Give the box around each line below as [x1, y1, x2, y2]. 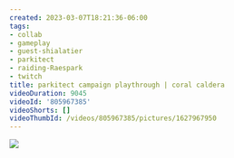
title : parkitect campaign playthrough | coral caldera [9, 80, 225, 89]
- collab [9, 30, 43, 39]
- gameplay [9, 38, 51, 48]
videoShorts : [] [9, 106, 71, 115]
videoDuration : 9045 [9, 88, 88, 98]
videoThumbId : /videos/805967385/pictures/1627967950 [9, 114, 218, 123]
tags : [9, 22, 30, 31]
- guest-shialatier [9, 47, 83, 56]
